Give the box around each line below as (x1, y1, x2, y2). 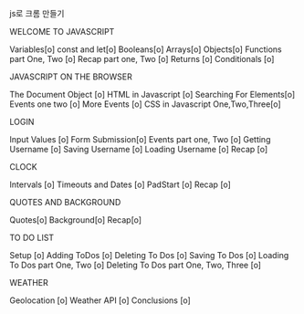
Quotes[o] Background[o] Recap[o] (9, 215, 142, 225)
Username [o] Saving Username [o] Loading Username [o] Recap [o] (9, 144, 268, 154)
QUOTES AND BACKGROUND (9, 197, 121, 207)
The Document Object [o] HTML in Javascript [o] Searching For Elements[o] (9, 89, 296, 99)
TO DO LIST (9, 232, 55, 243)
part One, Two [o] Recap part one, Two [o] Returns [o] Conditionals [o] (9, 54, 275, 64)
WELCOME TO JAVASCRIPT (9, 26, 115, 37)
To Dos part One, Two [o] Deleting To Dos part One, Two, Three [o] (9, 259, 262, 270)
